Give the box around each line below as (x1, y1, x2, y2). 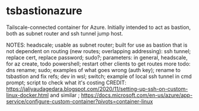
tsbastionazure (6, 4, 83, 18)
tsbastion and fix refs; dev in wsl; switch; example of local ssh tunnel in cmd (6, 73, 192, 80)
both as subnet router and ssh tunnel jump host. (6, 30, 123, 37)
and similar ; (50, 92, 80, 99)
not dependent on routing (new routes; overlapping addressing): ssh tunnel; (6, 47, 191, 54)
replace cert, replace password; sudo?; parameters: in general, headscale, (6, 54, 188, 61)
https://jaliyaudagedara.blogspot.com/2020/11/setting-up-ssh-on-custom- (6, 85, 188, 92)
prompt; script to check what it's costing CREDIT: (6, 79, 126, 86)
